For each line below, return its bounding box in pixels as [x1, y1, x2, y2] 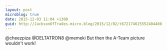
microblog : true [5, 12, 39, 17]
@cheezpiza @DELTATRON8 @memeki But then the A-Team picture [5, 35, 145, 41]
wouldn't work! [5, 40, 36, 46]
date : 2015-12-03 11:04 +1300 [5, 16, 68, 21]
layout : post [5, 7, 32, 12]
